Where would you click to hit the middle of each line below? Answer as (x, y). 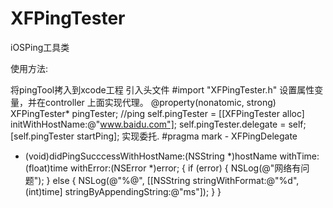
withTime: (299, 156)
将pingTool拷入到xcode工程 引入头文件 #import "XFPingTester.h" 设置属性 (162, 89)
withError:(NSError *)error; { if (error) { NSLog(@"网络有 (185, 168)
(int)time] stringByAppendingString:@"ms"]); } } (123, 191)
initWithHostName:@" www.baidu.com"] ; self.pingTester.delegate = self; (158, 124)
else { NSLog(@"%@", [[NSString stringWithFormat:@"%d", (176, 180)
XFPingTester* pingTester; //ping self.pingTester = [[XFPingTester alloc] (157, 113)
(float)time (46, 168)
